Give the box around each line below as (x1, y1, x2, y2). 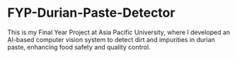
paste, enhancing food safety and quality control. (7, 43, 151, 51)
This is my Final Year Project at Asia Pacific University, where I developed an (7, 28, 231, 36)
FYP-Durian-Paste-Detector (7, 5, 175, 21)
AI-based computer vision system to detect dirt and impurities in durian (7, 35, 216, 43)
